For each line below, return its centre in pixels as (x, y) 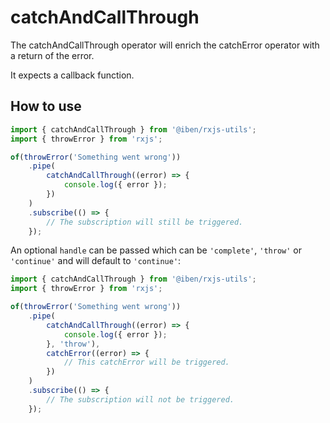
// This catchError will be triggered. (146, 362)
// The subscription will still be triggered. (145, 222)
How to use (46, 106)
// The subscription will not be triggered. (140, 399)
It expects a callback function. (72, 75)
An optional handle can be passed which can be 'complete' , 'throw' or (156, 250)
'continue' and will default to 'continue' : (96, 261)
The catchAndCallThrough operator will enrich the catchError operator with (165, 45)
